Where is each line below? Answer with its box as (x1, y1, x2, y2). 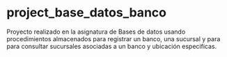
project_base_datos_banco (6, 5, 166, 21)
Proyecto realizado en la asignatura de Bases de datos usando (6, 27, 186, 36)
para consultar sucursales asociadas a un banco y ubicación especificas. (6, 42, 217, 50)
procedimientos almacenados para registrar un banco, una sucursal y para (6, 34, 221, 43)
